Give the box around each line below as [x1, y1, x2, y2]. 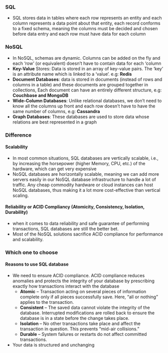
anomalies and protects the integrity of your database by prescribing [12, 278, 154, 284]
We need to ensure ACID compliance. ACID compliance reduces [12, 273, 145, 279]
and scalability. [12, 236, 44, 242]
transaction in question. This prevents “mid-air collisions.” [20, 326, 139, 332]
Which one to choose [5, 249, 58, 256]
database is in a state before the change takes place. [20, 315, 129, 321]
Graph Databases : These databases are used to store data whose [12, 113, 149, 120]
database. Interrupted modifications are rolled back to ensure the [20, 310, 155, 316]
